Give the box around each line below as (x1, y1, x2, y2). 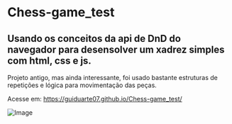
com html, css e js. (7, 55, 92, 67)
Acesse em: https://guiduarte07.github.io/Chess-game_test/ (7, 95, 182, 103)
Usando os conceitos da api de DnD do (7, 33, 181, 45)
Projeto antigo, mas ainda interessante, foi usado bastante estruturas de (7, 74, 219, 81)
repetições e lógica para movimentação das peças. (7, 81, 158, 89)
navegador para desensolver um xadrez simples (7, 43, 225, 55)
